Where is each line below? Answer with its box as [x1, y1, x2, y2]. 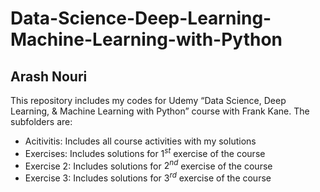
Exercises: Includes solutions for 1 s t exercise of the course [24, 146, 266, 159]
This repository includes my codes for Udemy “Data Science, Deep [10, 95, 287, 106]
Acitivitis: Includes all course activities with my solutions [24, 135, 257, 147]
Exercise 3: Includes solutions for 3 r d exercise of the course [24, 170, 272, 184]
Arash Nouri [10, 68, 88, 85]
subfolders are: [10, 116, 73, 127]
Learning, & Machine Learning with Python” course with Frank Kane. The [10, 105, 310, 117]
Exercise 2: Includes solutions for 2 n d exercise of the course [24, 158, 273, 172]
